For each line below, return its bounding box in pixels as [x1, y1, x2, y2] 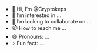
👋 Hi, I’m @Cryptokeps [11, 6, 67, 12]
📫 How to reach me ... [11, 25, 66, 32]
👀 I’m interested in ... [11, 12, 62, 19]
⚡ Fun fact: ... [11, 40, 44, 46]
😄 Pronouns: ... [11, 33, 50, 40]
